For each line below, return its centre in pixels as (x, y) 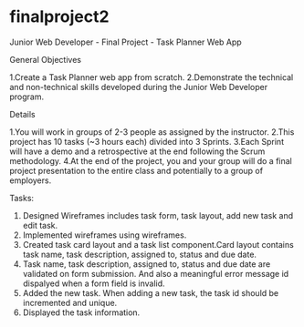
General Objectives (46, 59)
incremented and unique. (70, 302)
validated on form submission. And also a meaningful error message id (156, 273)
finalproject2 (59, 17)
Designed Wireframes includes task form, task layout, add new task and (158, 215)
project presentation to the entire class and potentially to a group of (136, 170)
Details (22, 114)
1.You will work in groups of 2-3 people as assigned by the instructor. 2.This (152, 132)
